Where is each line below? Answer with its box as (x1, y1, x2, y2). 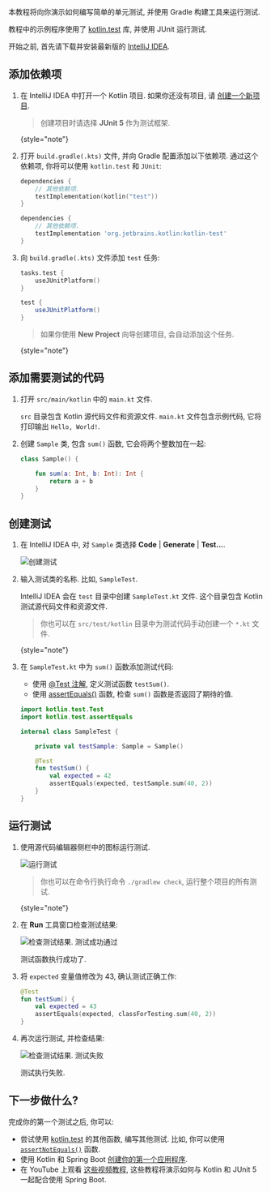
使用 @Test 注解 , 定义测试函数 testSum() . (32, 680, 170, 689)
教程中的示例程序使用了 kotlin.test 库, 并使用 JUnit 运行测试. (8, 24, 208, 34)
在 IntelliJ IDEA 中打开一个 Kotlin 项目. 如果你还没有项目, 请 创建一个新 (19, 90, 253, 100)
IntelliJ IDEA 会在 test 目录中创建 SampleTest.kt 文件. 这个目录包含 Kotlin (19, 591, 263, 602)
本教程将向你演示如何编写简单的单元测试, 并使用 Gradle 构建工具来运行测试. (8, 7, 260, 16)
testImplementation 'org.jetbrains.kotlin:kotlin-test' (35, 229, 227, 238)
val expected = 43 (35, 1002, 97, 1011)
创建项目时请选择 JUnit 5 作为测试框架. (40, 118, 171, 127)
